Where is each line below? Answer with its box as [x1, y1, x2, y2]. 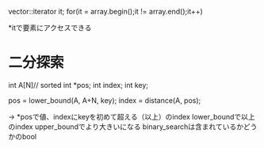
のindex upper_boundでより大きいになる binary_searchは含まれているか [8, 122, 244, 131]
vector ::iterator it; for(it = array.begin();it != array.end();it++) [8, 7, 204, 16]
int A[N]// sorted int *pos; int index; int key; [8, 80, 149, 89]
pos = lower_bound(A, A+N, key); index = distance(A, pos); [8, 95, 201, 105]
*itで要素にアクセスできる [8, 23, 93, 32]
